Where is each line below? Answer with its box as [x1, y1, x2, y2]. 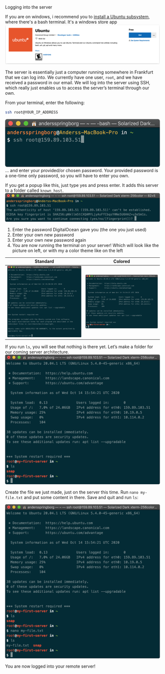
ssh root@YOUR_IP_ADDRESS [5, 110, 58, 115]
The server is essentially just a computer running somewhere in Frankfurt [5, 69, 154, 75]
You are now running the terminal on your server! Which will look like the [12, 242, 159, 248]
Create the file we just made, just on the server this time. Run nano [5, 489, 138, 495]
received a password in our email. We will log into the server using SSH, [5, 80, 151, 86]
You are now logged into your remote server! [5, 663, 96, 670]
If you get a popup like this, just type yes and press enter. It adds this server [5, 182, 159, 188]
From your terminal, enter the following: [5, 100, 85, 106]
